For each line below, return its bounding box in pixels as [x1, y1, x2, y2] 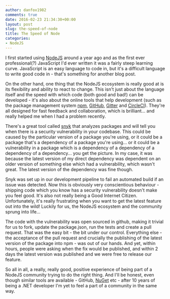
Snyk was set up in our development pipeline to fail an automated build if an [5, 176, 164, 182]
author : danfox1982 [5, 7, 47, 13]
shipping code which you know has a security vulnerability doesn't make [5, 187, 157, 193]
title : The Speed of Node [5, 31, 60, 36]
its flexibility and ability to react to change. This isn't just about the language [5, 86, 165, 92]
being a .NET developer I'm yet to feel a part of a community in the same [5, 282, 157, 288]
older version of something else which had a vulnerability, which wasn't [5, 161, 155, 167]
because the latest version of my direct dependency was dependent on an [5, 155, 161, 161]
